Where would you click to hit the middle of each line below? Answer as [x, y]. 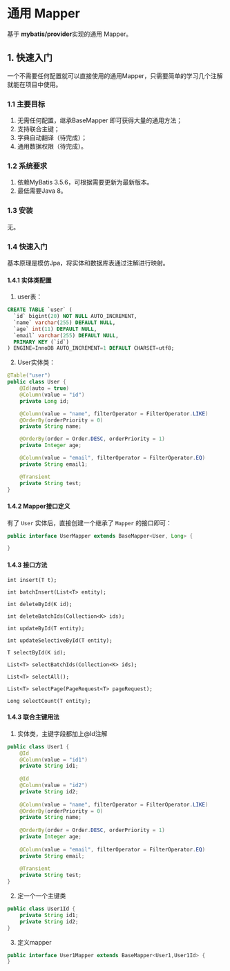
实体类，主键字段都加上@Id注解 [62, 733]
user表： [30, 296]
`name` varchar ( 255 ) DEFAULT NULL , [65, 322]
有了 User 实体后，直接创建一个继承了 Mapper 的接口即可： [90, 522]
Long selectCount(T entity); [49, 701]
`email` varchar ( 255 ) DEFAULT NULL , [66, 335]
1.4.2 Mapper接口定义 [39, 506]
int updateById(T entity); [46, 628]
